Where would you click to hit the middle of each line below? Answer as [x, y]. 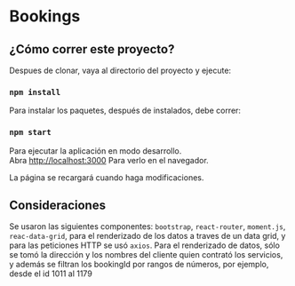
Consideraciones [58, 205]
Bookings [45, 16]
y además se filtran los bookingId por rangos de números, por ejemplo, [139, 265]
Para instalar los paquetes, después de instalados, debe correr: [125, 111]
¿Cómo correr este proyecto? [92, 49]
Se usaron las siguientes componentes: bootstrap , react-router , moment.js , [147, 226]
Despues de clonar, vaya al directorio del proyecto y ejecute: [120, 70]
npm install [35, 92]
